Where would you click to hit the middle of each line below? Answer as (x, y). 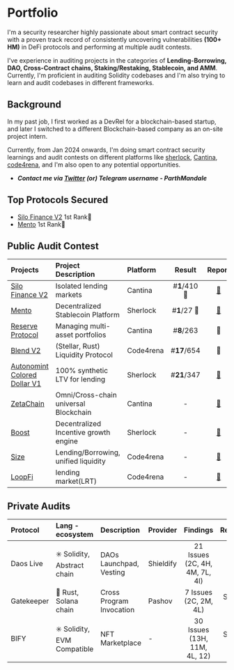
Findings (198, 530)
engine (67, 441)
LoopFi (22, 477)
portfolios (91, 335)
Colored (24, 375)
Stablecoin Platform (87, 315)
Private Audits (39, 506)
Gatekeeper (30, 601)
